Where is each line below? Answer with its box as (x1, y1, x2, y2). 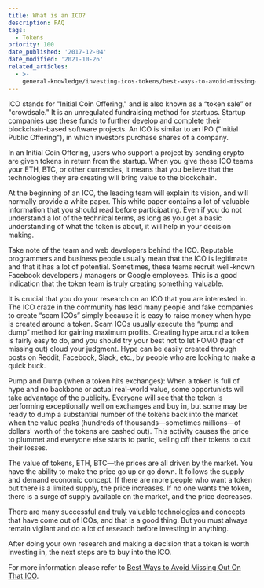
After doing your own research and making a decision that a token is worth (8, 538, 250, 548)
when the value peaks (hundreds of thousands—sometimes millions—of (8, 418, 241, 427)
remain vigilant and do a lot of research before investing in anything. (8, 523, 229, 533)
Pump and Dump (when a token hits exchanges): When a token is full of (8, 375, 240, 386)
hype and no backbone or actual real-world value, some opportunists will (8, 384, 245, 394)
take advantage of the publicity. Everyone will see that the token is (8, 393, 223, 402)
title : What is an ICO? (8, 11, 86, 20)
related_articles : (8, 63, 68, 71)
